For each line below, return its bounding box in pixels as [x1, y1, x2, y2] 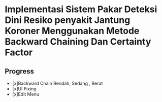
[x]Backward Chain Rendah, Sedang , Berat [12, 80, 103, 86]
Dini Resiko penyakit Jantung [5, 14, 131, 26]
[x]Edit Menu [12, 91, 39, 97]
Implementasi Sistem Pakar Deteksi [5, 4, 157, 15]
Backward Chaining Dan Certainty [5, 36, 151, 48]
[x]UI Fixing [12, 86, 37, 92]
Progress [5, 67, 34, 76]
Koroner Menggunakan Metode [5, 25, 140, 37]
